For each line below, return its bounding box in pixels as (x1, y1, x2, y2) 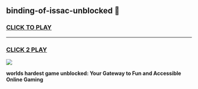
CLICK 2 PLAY (6, 45, 47, 53)
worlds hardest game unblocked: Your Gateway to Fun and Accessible (6, 70, 181, 77)
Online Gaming (6, 76, 44, 83)
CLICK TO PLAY (6, 23, 52, 32)
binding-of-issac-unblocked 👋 (6, 6, 120, 16)
